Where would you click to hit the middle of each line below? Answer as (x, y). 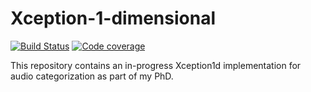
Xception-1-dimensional (113, 18)
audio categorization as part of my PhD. (92, 76)
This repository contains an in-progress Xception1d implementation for (156, 65)
